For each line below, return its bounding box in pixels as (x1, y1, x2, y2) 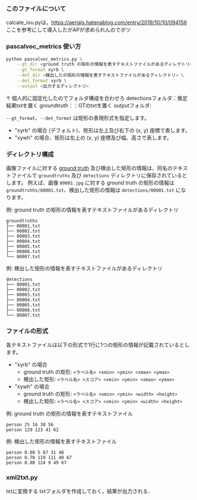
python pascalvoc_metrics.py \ (6, 56, 83, 62)
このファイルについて (6, 4, 66, 12)
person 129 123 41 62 (6, 427, 59, 433)
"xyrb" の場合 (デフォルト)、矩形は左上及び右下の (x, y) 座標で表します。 (14, 126, 191, 133)
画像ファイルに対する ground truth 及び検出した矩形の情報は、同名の (6, 165, 173, 172)
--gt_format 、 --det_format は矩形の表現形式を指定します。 (6, 114, 150, 121)
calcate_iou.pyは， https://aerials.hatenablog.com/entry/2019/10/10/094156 (6, 19, 188, 26)
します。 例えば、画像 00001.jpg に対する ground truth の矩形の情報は (6, 179, 175, 186)
